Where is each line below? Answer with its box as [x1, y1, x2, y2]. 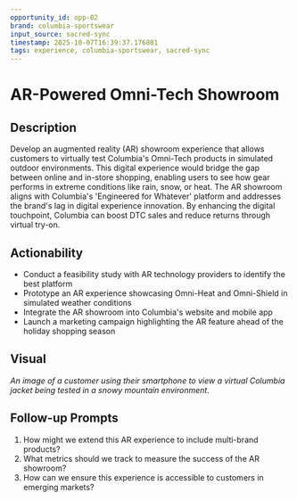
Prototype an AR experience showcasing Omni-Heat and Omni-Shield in [22, 287, 288, 299]
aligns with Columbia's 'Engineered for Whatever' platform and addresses [10, 191, 282, 201]
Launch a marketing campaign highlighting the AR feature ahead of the [22, 316, 284, 326]
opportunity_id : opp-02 [10, 12, 99, 22]
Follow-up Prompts [10, 411, 119, 426]
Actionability [10, 245, 84, 260]
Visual [10, 351, 47, 366]
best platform [22, 278, 73, 289]
